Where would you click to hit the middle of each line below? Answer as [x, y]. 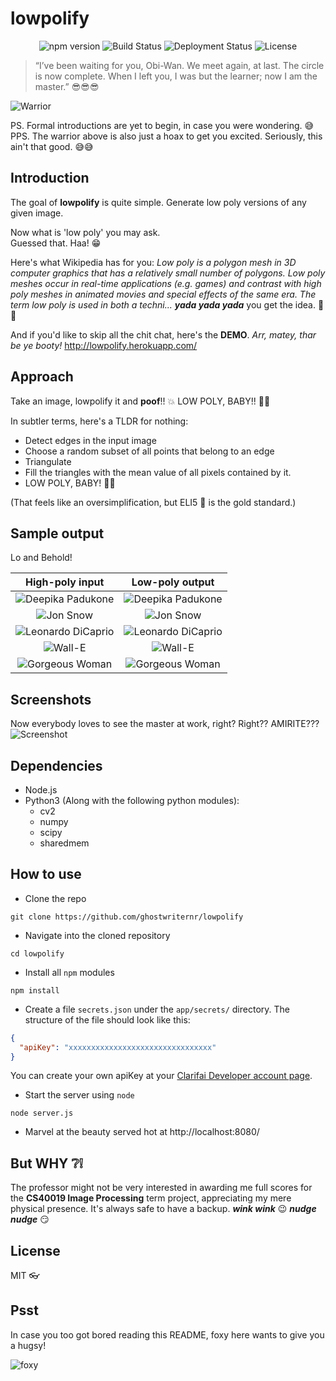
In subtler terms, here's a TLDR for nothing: [99, 421]
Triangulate [48, 461]
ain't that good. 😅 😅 [52, 146]
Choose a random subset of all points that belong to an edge [149, 451]
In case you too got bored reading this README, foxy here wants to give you [167, 1334]
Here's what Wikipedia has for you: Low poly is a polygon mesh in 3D [153, 262]
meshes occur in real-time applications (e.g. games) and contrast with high [166, 283]
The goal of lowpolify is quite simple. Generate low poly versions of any [158, 202]
